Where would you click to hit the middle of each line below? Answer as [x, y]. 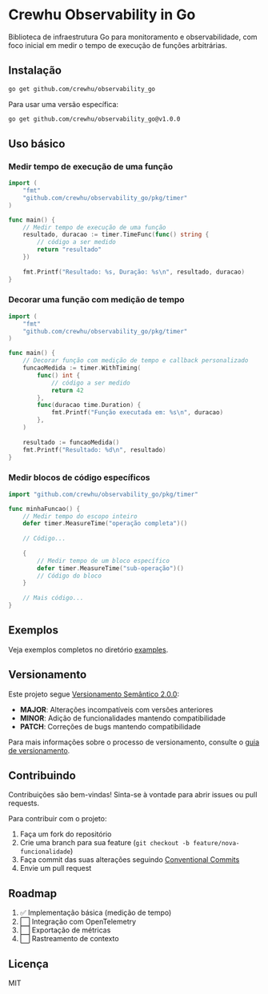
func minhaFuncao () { [44, 509]
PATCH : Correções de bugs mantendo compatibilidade [110, 726]
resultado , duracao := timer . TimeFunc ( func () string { [116, 235]
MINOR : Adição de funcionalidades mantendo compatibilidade [123, 718]
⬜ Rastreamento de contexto [69, 939]
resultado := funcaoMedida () [71, 442]
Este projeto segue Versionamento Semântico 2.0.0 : [94, 694]
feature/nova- [216, 844]
